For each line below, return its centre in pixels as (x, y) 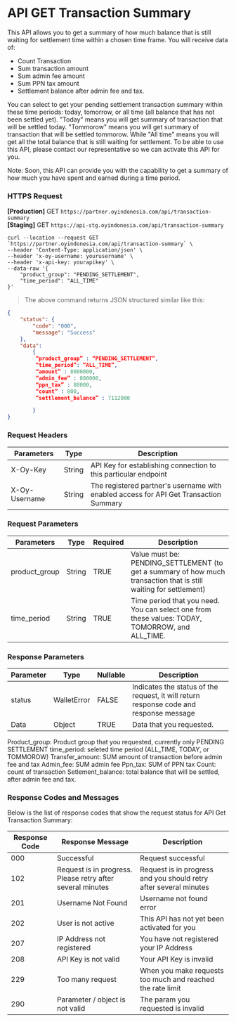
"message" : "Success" (64, 332)
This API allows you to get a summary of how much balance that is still (109, 32)
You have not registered (179, 939)
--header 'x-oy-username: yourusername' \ (70, 257)
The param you (165, 1000)
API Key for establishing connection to (153, 465)
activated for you (168, 928)
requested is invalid (172, 1009)
